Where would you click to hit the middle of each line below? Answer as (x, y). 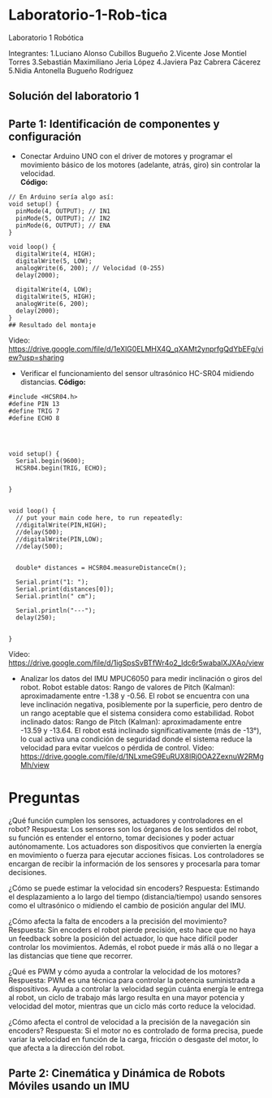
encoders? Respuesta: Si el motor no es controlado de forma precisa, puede (136, 1030)
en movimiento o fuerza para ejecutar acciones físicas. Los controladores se (136, 855)
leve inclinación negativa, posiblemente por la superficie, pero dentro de (141, 705)
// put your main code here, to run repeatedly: (99, 518)
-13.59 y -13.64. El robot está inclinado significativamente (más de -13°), (141, 731)
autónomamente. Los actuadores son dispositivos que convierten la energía (135, 846)
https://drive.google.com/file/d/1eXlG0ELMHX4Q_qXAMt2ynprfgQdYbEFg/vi (136, 349)
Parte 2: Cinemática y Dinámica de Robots (117, 1073)
